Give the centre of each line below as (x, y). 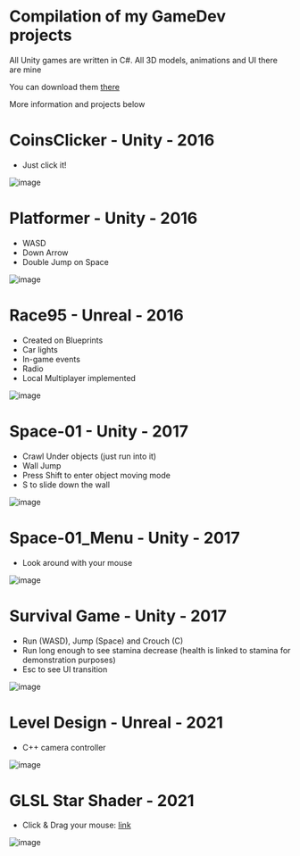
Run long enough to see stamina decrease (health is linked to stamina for (156, 650)
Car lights (40, 349)
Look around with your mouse (77, 562)
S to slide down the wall (66, 485)
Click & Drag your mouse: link (76, 825)
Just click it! (44, 165)
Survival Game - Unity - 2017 (118, 615)
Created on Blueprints (62, 340)
